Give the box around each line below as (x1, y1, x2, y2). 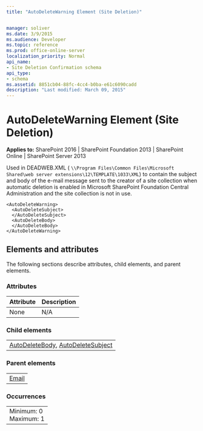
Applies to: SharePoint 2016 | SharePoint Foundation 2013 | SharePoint (6, 146, 184, 153)
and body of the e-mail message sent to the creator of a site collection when (6, 177, 198, 185)
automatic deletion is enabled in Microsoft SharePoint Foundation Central (6, 183, 189, 191)
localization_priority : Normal (6, 53, 85, 59)
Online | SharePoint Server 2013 (6, 153, 86, 160)
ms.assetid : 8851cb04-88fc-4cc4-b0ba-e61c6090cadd (6, 81, 137, 88)
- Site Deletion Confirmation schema (6, 64, 102, 70)
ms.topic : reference (6, 42, 59, 48)
